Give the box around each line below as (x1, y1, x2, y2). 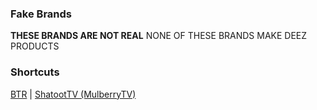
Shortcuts (10, 65, 60, 79)
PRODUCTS (10, 40, 60, 52)
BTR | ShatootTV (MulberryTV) (10, 88, 137, 100)
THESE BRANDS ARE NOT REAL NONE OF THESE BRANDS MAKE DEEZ (10, 30, 308, 42)
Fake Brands (10, 7, 72, 21)
